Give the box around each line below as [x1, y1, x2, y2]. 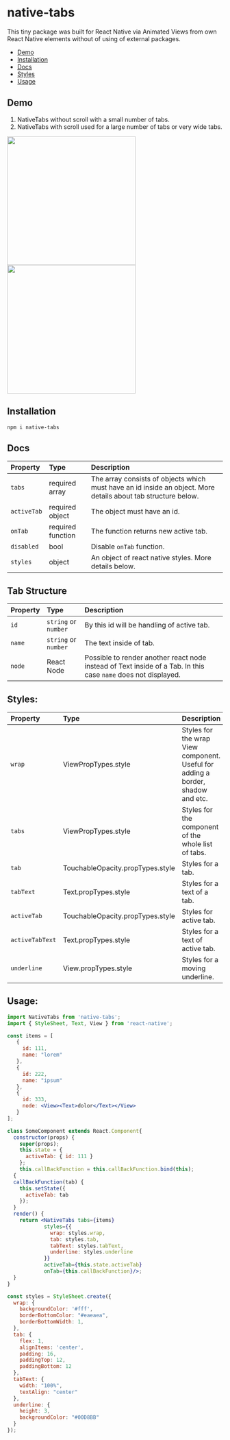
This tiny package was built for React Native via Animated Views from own [7, 27, 217, 36]
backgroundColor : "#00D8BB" [19, 1414, 99, 1421]
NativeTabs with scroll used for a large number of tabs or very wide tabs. [16, 122, 222, 131]
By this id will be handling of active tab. [84, 621, 210, 630]
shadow [181, 785, 207, 795]
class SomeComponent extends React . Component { [7, 1127, 142, 1134]
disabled [10, 543, 39, 551]
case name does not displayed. [84, 670, 181, 680]
